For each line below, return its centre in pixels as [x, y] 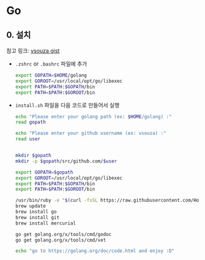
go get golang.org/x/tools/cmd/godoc [63, 234]
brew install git [37, 217]
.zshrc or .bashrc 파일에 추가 [51, 64]
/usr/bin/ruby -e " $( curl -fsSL [56, 201]
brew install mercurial [46, 223]
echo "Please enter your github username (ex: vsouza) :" [91, 133]
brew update [30, 206]
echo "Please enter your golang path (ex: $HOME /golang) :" [93, 117]
